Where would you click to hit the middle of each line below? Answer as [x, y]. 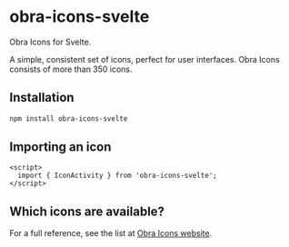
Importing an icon [60, 147]
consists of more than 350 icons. [71, 69]
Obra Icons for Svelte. [50, 42]
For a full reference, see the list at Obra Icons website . [111, 233]
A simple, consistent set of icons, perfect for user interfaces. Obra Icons [144, 59]
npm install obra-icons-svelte [69, 119]
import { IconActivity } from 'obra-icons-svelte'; [118, 176]
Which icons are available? [87, 211]
